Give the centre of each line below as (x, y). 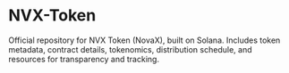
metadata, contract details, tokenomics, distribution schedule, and (130, 49)
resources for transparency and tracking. (84, 59)
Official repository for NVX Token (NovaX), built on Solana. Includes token (144, 40)
